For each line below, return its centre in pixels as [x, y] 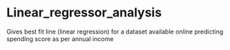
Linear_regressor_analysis [84, 13]
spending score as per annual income [60, 38]
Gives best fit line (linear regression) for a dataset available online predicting [115, 32]
